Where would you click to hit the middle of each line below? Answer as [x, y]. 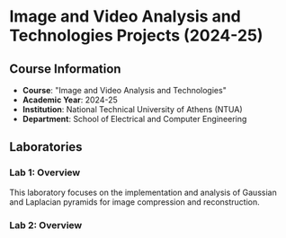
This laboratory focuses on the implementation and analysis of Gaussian [143, 192]
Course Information [65, 69]
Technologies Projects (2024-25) [136, 35]
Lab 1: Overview [45, 172]
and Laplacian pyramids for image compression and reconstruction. [135, 202]
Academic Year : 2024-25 [70, 100]
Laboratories [46, 147]
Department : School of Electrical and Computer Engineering [134, 119]
